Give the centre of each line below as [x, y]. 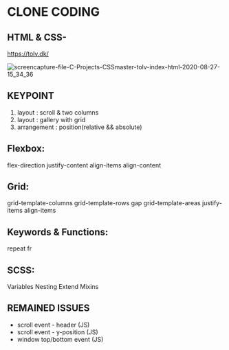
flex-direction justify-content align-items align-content [84, 165]
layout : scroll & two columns [58, 112]
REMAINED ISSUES [48, 308]
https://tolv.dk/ [28, 54]
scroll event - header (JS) [53, 325]
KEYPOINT [31, 96]
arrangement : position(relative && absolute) [79, 127]
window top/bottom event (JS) [60, 339]
